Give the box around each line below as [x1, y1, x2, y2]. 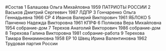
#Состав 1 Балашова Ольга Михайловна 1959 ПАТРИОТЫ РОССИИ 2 [5, 4, 151, 10]
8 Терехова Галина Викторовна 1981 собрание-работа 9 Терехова [5, 30, 145, 36]
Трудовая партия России [5, 41, 58, 46]
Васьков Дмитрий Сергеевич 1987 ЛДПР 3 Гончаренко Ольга [5, 9, 136, 15]
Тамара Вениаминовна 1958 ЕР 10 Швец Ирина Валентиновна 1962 [5, 35, 147, 41]
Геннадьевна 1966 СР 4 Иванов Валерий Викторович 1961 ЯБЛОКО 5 [5, 15, 151, 20]
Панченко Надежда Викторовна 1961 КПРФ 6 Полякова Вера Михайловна [5, 20, 162, 25]
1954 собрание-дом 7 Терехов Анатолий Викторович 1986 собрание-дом [5, 25, 161, 31]
